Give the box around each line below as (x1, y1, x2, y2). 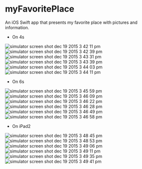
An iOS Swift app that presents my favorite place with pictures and (5, 19, 138, 25)
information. (5, 24, 30, 30)
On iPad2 (12, 123, 31, 129)
